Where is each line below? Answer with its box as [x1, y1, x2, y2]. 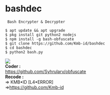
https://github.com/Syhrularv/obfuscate [5, 68, 86, 74]
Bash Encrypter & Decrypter [7, 19, 65, 24]
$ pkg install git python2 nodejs [5, 32, 77, 37]
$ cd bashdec [5, 45, 32, 50]
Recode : [5, 74, 24, 80]
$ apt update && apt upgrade [5, 28, 65, 33]
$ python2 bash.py [5, 49, 43, 54]
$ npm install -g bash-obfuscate [5, 37, 74, 42]
